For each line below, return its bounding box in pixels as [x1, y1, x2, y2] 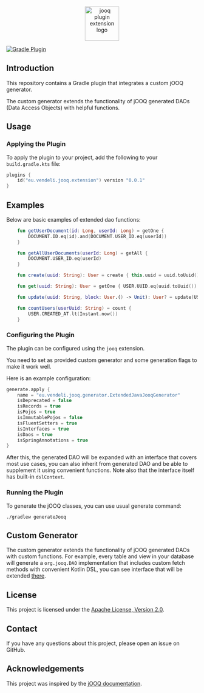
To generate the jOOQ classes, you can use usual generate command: [6, 502, 182, 510]
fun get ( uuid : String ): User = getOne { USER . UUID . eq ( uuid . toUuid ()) [17, 283, 197, 290]
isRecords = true [17, 403, 61, 409]
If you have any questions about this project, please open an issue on [6, 640, 180, 647]
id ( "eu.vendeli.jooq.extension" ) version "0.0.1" [17, 177, 146, 183]
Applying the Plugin [6, 140, 66, 148]
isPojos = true [17, 409, 56, 415]
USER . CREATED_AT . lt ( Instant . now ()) [28, 310, 118, 317]
